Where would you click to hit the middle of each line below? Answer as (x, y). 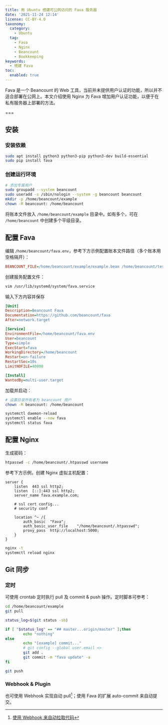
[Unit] (12, 306)
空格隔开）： (17, 257)
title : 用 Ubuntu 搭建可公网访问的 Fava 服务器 (51, 10)
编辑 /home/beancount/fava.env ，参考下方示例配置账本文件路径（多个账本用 (83, 251)
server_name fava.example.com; (47, 495)
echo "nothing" (39, 634)
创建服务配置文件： (25, 277)
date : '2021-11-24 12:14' (32, 15)
